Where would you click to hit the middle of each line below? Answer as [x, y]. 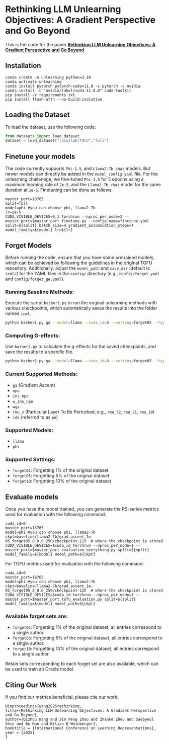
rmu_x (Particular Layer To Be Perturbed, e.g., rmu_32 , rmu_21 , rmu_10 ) [83, 411]
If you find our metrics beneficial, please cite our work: [62, 697]
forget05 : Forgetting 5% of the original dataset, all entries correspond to [87, 638]
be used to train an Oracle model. [40, 669]
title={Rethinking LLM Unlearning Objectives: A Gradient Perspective [81, 711]
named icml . [18, 313]
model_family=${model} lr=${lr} [39, 230]
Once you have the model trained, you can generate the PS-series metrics [82, 509]
